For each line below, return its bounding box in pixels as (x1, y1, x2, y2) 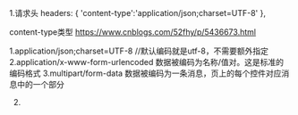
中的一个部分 (16, 79, 64, 89)
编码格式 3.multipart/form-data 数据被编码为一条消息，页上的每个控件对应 (9, 68, 282, 78)
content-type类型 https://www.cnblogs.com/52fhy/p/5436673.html (9, 27, 257, 37)
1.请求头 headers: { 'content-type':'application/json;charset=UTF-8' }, (9, 8, 267, 18)
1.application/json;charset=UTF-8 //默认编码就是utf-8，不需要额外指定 (9, 45, 268, 56)
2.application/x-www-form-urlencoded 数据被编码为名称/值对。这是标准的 (9, 57, 285, 67)
